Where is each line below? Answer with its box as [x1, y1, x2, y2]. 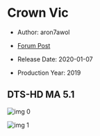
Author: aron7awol [17, 28, 70, 36]
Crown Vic [7, 5, 69, 21]
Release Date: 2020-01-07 [17, 54, 93, 63]
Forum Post [17, 41, 51, 50]
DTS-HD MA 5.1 [7, 89, 75, 100]
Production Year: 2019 [17, 68, 81, 77]
